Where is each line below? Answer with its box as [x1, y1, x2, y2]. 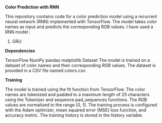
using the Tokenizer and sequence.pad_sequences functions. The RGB [5, 97, 147, 103]
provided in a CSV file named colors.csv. [5, 68, 87, 73]
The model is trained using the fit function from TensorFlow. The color [5, 87, 145, 92]
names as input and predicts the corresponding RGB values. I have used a [5, 24, 153, 30]
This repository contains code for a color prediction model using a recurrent [5, 14, 157, 19]
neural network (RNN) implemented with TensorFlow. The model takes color [5, 19, 157, 24]
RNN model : [5, 29, 31, 35]
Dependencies [5, 48, 36, 53]
